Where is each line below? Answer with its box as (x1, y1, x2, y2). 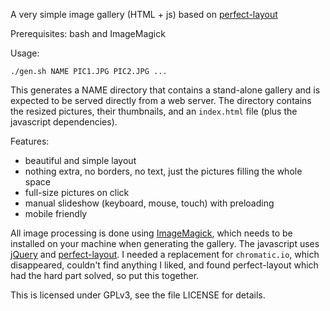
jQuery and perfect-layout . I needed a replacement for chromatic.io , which (10, 249, 320, 260)
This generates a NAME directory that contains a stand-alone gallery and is (10, 84, 321, 96)
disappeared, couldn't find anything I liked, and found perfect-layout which (10, 259, 319, 271)
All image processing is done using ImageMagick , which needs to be (10, 227, 293, 239)
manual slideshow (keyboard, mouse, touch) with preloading (24, 197, 275, 209)
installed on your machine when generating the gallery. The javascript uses (10, 238, 320, 249)
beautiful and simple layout (24, 155, 137, 166)
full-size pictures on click (24, 187, 130, 198)
